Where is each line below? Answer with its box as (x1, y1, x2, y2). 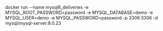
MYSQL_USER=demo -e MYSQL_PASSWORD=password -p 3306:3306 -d (5, 15, 158, 20)
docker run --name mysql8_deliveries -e (5, 4, 89, 10)
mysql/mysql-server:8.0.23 (5, 20, 61, 26)
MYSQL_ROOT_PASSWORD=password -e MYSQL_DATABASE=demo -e (5, 9, 153, 15)
